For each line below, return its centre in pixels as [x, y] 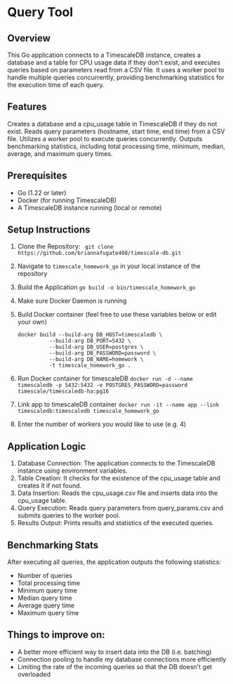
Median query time [45, 598]
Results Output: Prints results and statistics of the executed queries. [115, 523]
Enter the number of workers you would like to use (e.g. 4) [102, 424]
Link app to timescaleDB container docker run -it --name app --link [118, 405]
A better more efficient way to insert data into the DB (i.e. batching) [114, 652]
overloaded [34, 674]
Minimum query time [47, 591]
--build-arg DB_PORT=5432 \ [90, 341]
